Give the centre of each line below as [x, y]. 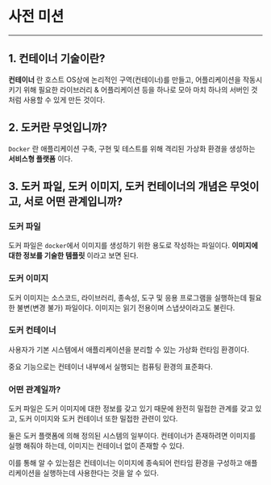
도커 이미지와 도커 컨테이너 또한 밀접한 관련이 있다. [98, 419]
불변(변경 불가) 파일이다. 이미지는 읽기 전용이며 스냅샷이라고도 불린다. [126, 308]
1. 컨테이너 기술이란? [57, 58]
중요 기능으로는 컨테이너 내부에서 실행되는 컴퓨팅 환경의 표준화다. [111, 367]
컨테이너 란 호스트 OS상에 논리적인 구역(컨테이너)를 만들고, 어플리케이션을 [125, 79]
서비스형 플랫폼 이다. [41, 159]
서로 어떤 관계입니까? [73, 201]
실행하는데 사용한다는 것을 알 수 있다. [101, 473]
